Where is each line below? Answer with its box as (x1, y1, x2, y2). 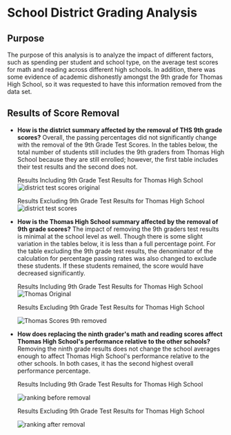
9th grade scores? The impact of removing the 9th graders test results (17, 225, 219, 233)
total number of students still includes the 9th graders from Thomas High (17, 147, 225, 156)
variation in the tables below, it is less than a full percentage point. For (17, 239, 216, 248)
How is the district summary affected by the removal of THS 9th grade (17, 126, 223, 134)
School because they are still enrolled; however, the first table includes (17, 155, 219, 163)
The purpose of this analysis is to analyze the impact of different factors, (7, 50, 214, 59)
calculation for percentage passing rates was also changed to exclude (17, 254, 217, 262)
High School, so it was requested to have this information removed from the (7, 80, 222, 88)
